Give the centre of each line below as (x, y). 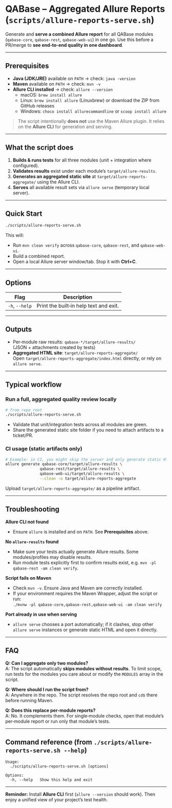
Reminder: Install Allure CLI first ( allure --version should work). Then (80, 794)
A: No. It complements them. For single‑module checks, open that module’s (84, 715)
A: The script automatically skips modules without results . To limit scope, (84, 668)
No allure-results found (32, 541)
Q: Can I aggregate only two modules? (47, 663)
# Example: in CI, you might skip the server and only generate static (83, 460)
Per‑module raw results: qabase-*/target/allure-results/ (74, 342)
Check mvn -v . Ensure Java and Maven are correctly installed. (78, 588)
